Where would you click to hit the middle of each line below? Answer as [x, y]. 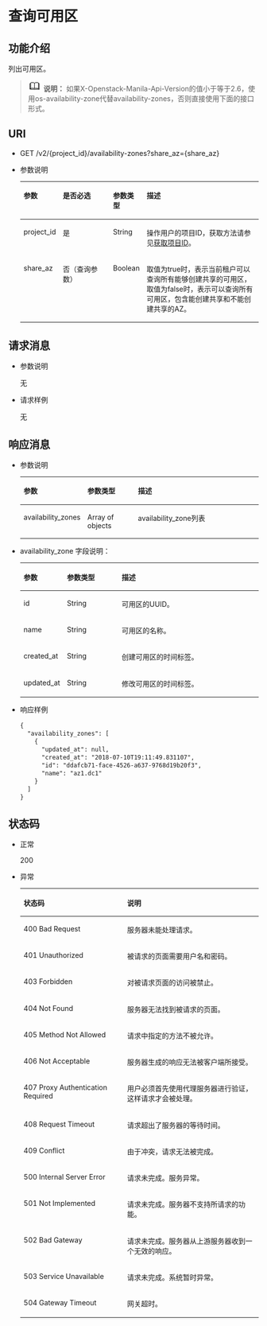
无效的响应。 [155, 1250]
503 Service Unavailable [64, 1276]
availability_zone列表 [172, 518]
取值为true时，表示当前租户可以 [198, 269]
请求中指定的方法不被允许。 [172, 1036]
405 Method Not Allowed [64, 1034]
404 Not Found [48, 1008]
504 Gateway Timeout [60, 1303]
